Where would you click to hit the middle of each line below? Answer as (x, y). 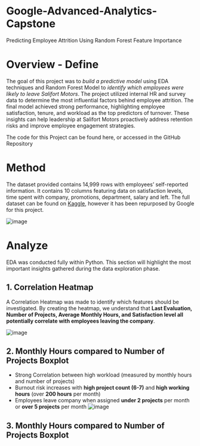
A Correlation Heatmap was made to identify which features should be (93, 302)
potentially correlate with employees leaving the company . (81, 321)
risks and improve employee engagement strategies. (71, 125)
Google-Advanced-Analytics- (81, 11)
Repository (19, 143)
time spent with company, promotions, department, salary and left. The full (98, 197)
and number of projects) (45, 381)
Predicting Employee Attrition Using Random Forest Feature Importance (94, 40)
